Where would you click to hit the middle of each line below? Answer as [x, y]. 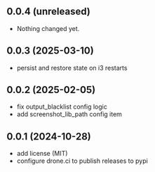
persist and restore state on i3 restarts [72, 68]
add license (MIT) [42, 154]
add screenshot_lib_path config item [69, 114]
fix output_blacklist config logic [62, 107]
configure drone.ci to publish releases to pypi [82, 161]
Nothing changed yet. [48, 28]
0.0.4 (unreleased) [48, 12]
